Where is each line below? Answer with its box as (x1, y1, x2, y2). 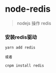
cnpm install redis (5, 63, 44, 68)
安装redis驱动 (5, 33, 37, 40)
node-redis (5, 3, 51, 15)
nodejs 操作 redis (16, 20, 52, 26)
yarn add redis (5, 45, 36, 50)
